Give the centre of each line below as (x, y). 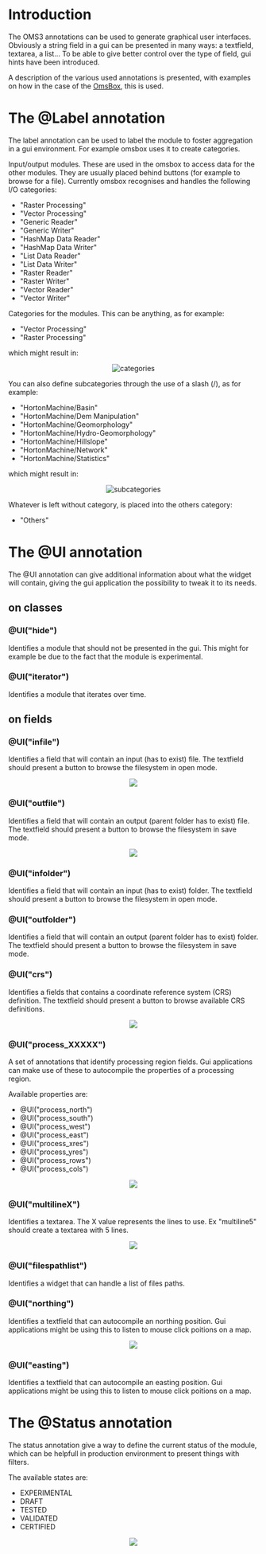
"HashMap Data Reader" (60, 239)
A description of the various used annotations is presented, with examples (130, 77)
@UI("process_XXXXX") (57, 1044)
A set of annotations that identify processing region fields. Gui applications (130, 1062)
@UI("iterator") (39, 677)
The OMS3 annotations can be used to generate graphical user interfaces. (130, 37)
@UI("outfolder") (42, 920)
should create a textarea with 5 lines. (69, 1230)
